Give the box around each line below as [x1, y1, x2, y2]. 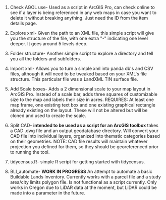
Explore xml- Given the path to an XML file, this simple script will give [10, 30, 154, 36]
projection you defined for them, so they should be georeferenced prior [10, 144, 159, 150]
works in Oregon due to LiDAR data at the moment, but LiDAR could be [10, 184, 157, 190]
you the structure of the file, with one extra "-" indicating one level [10, 35, 148, 41]
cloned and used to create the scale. [10, 113, 86, 119]
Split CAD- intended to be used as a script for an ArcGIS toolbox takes [10, 123, 159, 128]
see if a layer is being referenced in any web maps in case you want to [10, 10, 157, 16]
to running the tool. [10, 149, 50, 155]
